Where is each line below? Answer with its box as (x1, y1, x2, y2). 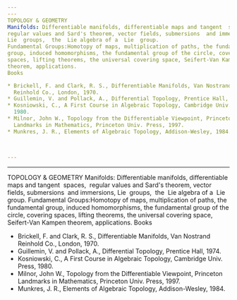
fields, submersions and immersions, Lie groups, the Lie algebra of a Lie (7, 188, 226, 197)
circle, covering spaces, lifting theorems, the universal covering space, (7, 211, 213, 220)
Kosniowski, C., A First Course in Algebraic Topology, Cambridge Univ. (17, 255, 224, 263)
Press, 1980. (17, 262, 54, 270)
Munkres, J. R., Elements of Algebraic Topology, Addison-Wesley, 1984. (17, 284, 226, 293)
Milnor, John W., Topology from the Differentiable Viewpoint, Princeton (17, 270, 224, 278)
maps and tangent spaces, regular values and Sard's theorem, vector (7, 181, 212, 189)
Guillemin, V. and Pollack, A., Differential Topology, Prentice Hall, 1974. (17, 247, 221, 256)
